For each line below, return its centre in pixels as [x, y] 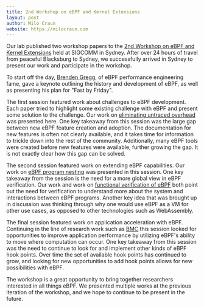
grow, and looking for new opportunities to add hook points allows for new [100, 261]
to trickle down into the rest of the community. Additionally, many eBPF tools [102, 141]
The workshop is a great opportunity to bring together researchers [90, 280]
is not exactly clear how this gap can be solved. [66, 154]
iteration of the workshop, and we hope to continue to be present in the [96, 292]
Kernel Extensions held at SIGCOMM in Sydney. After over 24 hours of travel [102, 53]
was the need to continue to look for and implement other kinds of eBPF [97, 248]
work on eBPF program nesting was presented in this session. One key [95, 172]
